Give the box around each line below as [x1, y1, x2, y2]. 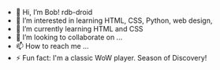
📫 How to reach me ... [15, 42, 89, 50]
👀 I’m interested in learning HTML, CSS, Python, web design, [15, 16, 213, 25]
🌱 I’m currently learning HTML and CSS [15, 24, 144, 33]
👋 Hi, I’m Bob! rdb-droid [15, 8, 93, 17]
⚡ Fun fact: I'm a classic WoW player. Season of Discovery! [15, 53, 207, 62]
